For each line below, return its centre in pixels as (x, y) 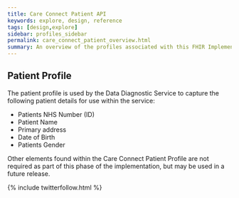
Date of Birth (36, 137)
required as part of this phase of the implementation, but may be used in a (116, 166)
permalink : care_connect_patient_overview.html (79, 41)
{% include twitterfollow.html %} (55, 187)
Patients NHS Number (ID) (56, 114)
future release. (29, 173)
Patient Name (38, 122)
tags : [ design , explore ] (43, 27)
